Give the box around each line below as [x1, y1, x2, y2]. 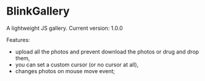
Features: [6, 36, 31, 43]
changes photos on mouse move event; [15, 67, 115, 74]
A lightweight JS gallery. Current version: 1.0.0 [6, 24, 123, 32]
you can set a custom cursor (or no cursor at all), [15, 61, 139, 68]
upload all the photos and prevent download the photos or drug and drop [15, 48, 199, 55]
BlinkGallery [6, 4, 70, 18]
